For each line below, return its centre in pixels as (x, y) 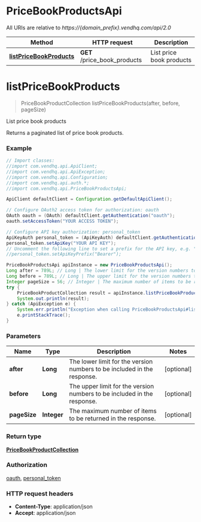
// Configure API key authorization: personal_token (73, 232)
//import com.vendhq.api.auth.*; (48, 183)
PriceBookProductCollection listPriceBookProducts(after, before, (100, 103)
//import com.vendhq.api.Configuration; (57, 177)
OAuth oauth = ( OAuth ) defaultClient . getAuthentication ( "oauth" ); (91, 216)
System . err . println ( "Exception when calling (73, 309)
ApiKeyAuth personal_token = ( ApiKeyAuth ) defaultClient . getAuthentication (103, 238)
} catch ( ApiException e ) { (41, 304)
